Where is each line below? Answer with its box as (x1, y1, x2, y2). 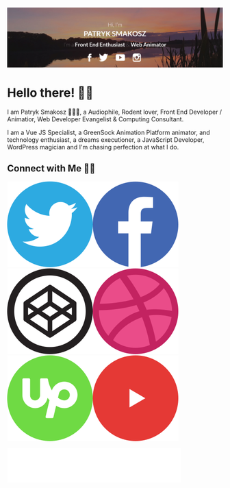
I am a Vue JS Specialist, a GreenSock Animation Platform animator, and (7, 128, 210, 136)
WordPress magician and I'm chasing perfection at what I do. (7, 143, 179, 151)
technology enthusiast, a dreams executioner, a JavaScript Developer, (7, 135, 205, 144)
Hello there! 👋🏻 (7, 85, 94, 100)
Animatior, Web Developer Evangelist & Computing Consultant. (7, 114, 184, 123)
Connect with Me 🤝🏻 (7, 162, 96, 175)
